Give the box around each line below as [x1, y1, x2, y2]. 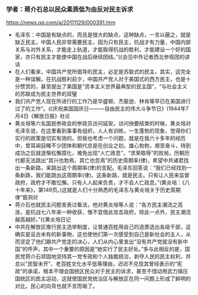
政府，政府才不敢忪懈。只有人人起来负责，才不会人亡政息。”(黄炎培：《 [14, 179, 185, 186]
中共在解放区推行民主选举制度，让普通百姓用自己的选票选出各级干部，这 [14, 223, 191, 231]
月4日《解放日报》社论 [14, 112, 70, 119]
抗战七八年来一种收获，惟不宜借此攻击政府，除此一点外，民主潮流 [30, 209, 191, 216]
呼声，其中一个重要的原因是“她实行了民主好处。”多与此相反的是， [27, 245, 185, 252]
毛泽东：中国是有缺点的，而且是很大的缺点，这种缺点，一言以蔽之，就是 [14, 31, 191, 38]
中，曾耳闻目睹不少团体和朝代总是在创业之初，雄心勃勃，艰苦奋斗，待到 [14, 142, 191, 149]
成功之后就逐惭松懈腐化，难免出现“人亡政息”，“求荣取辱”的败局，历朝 [14, 150, 185, 157]
